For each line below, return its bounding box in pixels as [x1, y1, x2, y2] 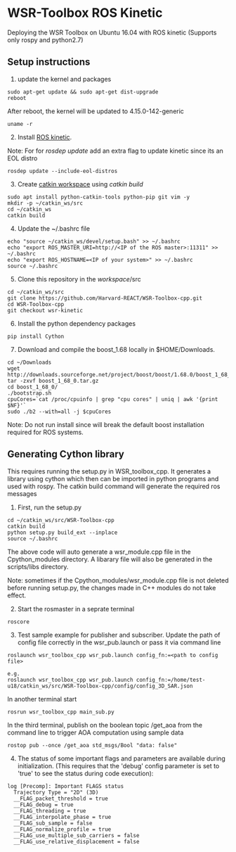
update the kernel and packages [17, 75, 112, 83]
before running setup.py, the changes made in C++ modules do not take [7, 583, 216, 592]
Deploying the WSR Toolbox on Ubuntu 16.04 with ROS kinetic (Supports [7, 28, 217, 37]
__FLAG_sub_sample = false [13, 820, 93, 827]
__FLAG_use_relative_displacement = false [13, 838, 140, 845]
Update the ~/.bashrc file [17, 224, 90, 233]
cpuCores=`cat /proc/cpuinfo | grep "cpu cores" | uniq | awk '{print [7, 395, 218, 402]
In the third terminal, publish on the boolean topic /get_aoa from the [7, 720, 202, 729]
